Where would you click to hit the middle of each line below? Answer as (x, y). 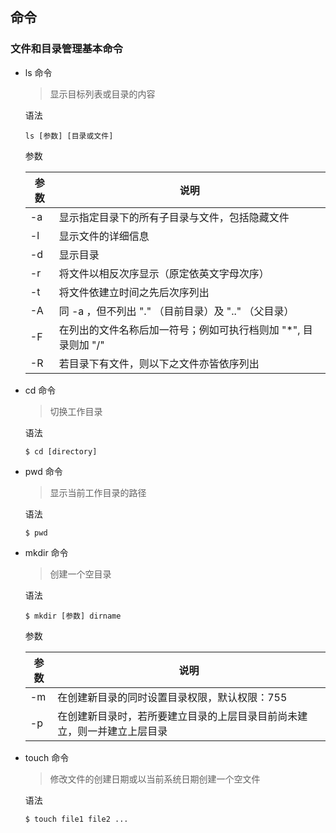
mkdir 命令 (46, 552)
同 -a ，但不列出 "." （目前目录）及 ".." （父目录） (176, 311)
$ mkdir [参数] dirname (73, 616)
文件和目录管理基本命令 (66, 49)
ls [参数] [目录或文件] (69, 136)
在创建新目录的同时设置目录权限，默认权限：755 (172, 697)
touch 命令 (47, 757)
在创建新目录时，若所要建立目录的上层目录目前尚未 (177, 716)
